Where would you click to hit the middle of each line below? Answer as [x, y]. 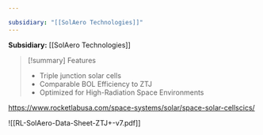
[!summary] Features [62, 60]
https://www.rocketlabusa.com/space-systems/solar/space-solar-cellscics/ [131, 107]
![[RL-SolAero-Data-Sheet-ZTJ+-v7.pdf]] [74, 122]
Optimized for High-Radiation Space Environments [122, 92]
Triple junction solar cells [80, 75]
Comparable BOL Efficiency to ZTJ [96, 84]
